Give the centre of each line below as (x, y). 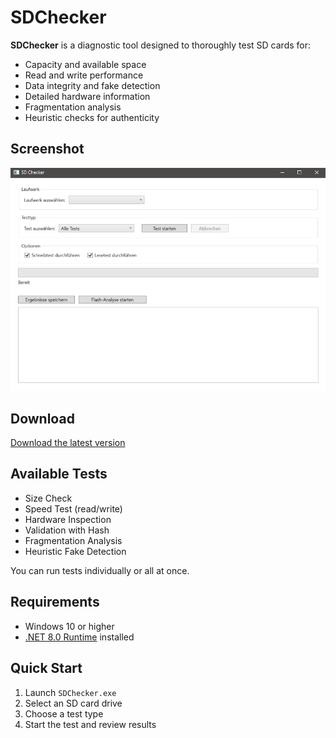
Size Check (48, 498)
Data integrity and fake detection (92, 85)
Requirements (55, 602)
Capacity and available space (85, 64)
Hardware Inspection (68, 519)
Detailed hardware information (87, 96)
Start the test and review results (90, 724)
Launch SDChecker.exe (70, 692)
